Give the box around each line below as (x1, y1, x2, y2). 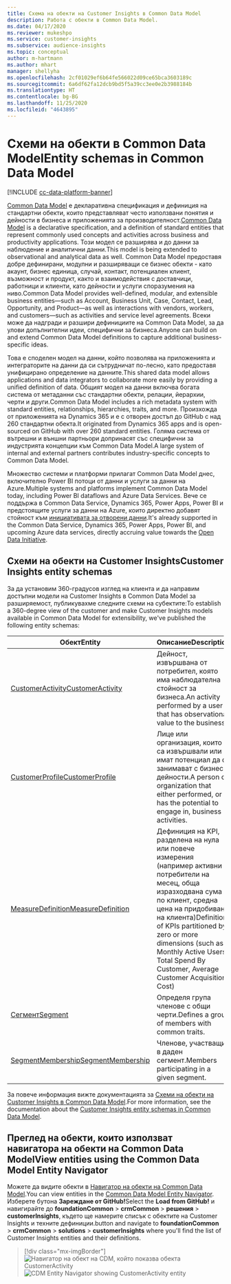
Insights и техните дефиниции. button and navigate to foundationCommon (7, 1219, 219, 1228)
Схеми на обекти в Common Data (7, 136, 206, 152)
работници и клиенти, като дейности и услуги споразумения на (7, 282, 195, 290)
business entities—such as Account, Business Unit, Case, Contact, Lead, (7, 296, 214, 304)
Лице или (156, 729, 188, 738)
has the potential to (156, 798, 219, 807)
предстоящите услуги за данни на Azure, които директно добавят (7, 506, 201, 514)
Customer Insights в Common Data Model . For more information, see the (7, 1097, 211, 1106)
